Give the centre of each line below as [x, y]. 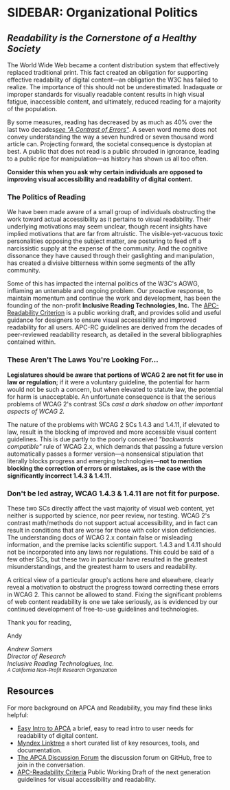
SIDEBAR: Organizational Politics [102, 13]
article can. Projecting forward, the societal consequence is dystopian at [110, 144]
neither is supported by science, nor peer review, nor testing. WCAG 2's [109, 515]
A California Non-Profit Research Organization [62, 670]
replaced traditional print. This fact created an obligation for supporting [107, 72]
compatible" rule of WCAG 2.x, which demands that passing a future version [115, 446]
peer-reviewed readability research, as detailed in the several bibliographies [115, 335]
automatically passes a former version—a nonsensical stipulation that [105, 454]
